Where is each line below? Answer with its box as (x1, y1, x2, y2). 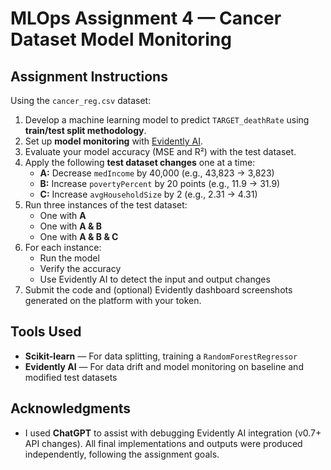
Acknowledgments (10, 400, 132, 417)
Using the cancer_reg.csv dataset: (10, 95, 152, 106)
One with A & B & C (39, 231, 119, 242)
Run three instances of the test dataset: (24, 199, 188, 211)
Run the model (39, 252, 100, 264)
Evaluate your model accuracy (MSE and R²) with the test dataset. (24, 146, 297, 157)
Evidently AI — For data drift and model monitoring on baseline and (24, 360, 304, 372)
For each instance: (24, 242, 102, 253)
